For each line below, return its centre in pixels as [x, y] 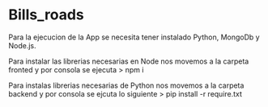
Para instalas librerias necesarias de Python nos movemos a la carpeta [126, 85]
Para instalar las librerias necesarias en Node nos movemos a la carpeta [129, 61]
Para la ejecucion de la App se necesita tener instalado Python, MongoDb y [134, 37]
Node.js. [22, 45]
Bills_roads [46, 15]
